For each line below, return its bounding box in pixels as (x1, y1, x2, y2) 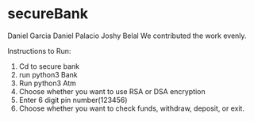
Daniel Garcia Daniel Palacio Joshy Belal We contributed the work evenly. (7, 31, 247, 40)
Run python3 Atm (18, 78, 77, 88)
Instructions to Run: (7, 46, 71, 55)
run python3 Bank (18, 70, 79, 79)
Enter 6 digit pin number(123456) (18, 95, 128, 104)
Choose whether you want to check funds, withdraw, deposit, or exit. (18, 104, 245, 113)
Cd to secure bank (18, 61, 80, 71)
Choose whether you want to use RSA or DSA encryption (18, 86, 206, 96)
